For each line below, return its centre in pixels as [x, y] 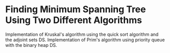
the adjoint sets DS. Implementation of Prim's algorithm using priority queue [85, 40]
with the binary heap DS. [31, 45]
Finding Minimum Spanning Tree [76, 9]
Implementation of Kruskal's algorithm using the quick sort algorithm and [82, 34]
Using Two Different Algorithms [74, 20]
